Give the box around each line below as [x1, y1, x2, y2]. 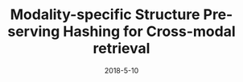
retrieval [93, 40, 150, 57]
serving [7, 22, 60, 41]
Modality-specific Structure [10, 6, 200, 24]
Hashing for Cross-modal [62, 22, 236, 41]
